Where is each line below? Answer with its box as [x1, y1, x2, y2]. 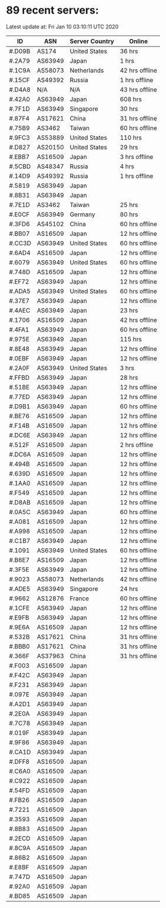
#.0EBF [9, 354, 29, 362]
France [69, 594, 89, 603]
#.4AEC [9, 306, 31, 314]
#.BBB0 [9, 642, 31, 650]
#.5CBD [9, 162, 31, 170]
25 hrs [119, 200, 138, 209]
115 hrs [119, 335, 142, 343]
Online [129, 37, 148, 45]
